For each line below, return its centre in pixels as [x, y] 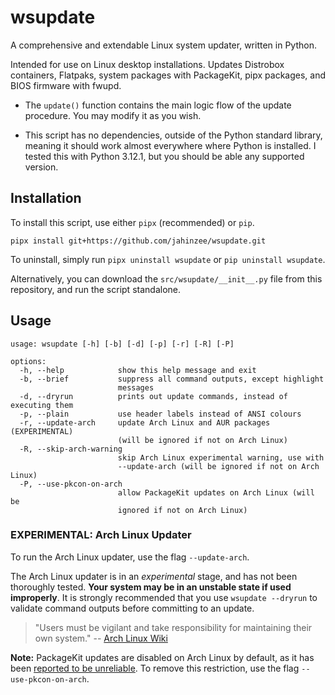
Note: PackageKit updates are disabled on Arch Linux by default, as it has [162, 657]
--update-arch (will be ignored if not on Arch [218, 466]
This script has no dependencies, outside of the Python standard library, [173, 135]
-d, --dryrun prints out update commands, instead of [153, 396]
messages [136, 387]
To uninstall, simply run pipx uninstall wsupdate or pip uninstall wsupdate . [168, 259]
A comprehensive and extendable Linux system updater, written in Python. [163, 45]
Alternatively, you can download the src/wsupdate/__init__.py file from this [166, 278]
